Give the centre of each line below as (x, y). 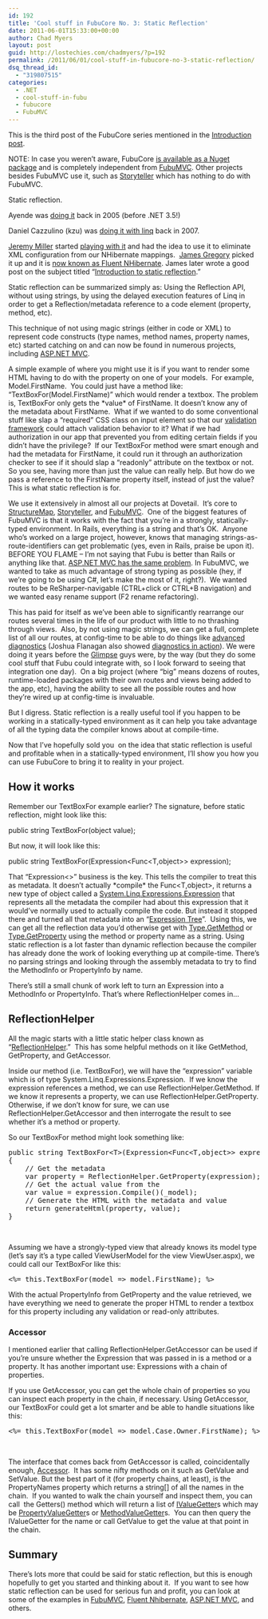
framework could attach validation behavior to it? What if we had (114, 429)
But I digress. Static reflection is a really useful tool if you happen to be (124, 712)
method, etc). (30, 313)
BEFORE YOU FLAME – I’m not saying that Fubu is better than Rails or (122, 554)
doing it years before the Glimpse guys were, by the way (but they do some (132, 655)
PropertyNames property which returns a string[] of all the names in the (126, 1487)
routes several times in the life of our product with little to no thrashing (124, 621)
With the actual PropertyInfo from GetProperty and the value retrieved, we (130, 1294)
